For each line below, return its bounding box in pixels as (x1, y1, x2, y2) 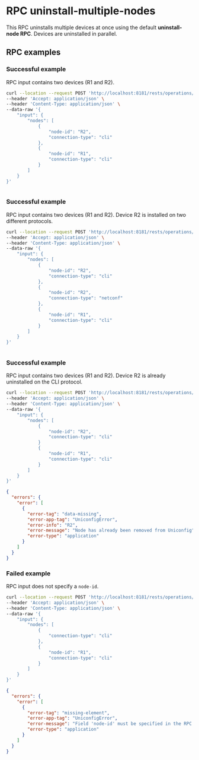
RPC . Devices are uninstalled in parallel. (20, 30, 117, 37)
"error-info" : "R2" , (27, 522, 78, 528)
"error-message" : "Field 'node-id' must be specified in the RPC (27, 721, 192, 727)
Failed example (6, 569, 51, 577)
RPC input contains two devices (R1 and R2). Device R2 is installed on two (6, 211, 187, 218)
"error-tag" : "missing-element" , (27, 710, 110, 716)
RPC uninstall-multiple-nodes (6, 4, 156, 18)
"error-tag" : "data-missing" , (27, 511, 102, 517)
